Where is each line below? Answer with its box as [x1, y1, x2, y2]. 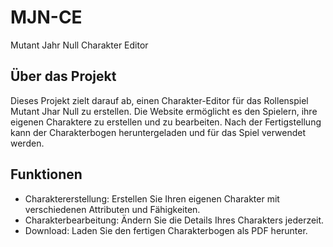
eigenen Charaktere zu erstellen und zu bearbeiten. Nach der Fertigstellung [10, 116, 322, 128]
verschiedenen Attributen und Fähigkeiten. [24, 203, 201, 215]
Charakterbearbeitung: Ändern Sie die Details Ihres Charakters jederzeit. [24, 214, 325, 226]
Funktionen [10, 166, 83, 183]
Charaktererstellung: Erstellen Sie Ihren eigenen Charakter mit [24, 192, 280, 205]
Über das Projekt [10, 68, 117, 85]
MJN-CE [10, 6, 83, 29]
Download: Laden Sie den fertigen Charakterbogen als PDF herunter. [24, 224, 308, 236]
